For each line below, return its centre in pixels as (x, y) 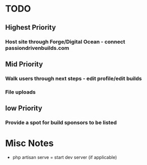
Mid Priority (24, 64)
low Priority (24, 108)
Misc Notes (29, 143)
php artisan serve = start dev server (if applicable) (65, 157)
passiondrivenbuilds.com (37, 48)
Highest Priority (31, 27)
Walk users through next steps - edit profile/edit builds (73, 78)
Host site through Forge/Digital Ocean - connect (65, 42)
